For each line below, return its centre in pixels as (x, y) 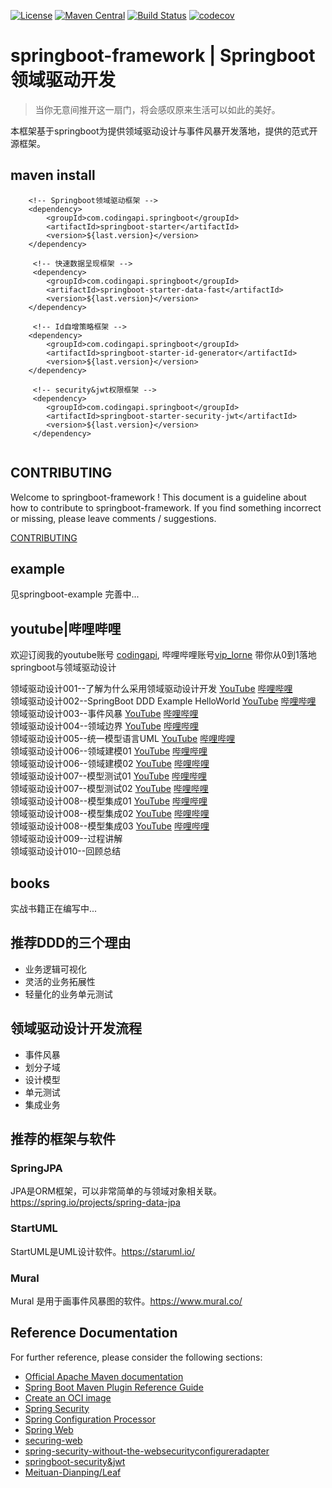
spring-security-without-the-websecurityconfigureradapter (147, 1451)
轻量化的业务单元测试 (68, 994)
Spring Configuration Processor (90, 1419)
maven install (53, 175)
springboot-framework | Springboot (163, 56)
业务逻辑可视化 (55, 969)
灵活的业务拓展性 (60, 981)
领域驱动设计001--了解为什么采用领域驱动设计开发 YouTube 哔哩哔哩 (151, 689)
